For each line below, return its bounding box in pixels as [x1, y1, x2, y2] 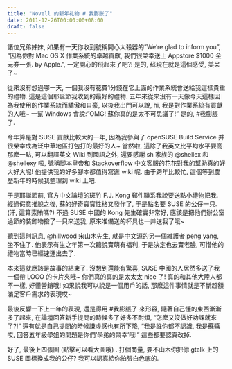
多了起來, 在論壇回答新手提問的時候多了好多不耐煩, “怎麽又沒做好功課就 [7, 314, 211, 322]
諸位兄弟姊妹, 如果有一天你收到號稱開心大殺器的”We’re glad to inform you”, [7, 43, 221, 51]
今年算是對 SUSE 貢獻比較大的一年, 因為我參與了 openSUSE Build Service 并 [7, 133, 225, 141]
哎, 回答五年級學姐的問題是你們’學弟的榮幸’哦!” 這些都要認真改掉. [7, 331, 192, 339]
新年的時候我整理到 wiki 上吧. [12, 176, 97, 184]
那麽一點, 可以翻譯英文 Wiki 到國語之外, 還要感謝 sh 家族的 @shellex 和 [7, 151, 209, 159]
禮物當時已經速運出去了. [7, 249, 76, 257]
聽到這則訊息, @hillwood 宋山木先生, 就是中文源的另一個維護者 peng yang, [7, 232, 220, 240]
